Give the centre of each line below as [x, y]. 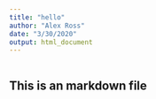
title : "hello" [37, 17]
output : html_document [51, 42]
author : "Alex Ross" [47, 26]
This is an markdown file [78, 85]
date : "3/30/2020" [43, 34]
